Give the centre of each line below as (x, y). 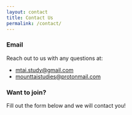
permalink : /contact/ (34, 23)
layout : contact (27, 12)
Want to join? (26, 92)
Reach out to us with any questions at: (55, 58)
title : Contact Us (30, 18)
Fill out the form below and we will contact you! (66, 105)
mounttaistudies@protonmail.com (58, 76)
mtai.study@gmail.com (44, 70)
